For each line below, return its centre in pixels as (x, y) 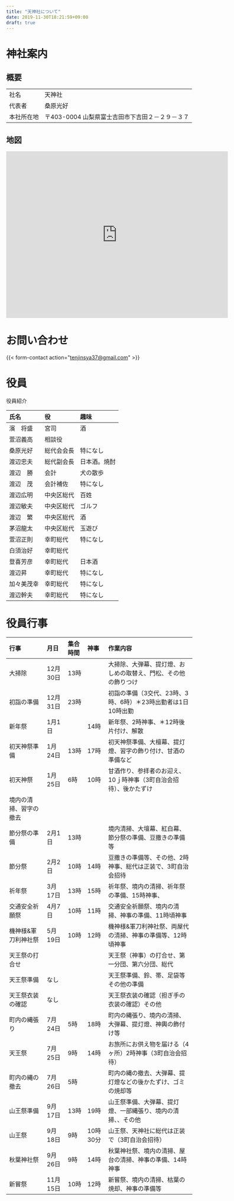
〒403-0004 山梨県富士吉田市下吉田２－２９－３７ (117, 117)
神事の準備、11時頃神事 (154, 915)
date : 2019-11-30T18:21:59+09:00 (47, 17)
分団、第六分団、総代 (144, 964)
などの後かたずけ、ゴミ (152, 1082)
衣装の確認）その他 (135, 1004)
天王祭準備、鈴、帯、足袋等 (147, 975)
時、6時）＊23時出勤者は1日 (149, 702)
